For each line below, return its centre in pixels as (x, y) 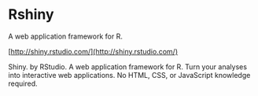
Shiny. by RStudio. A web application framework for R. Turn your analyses (128, 66)
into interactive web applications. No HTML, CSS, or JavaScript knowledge (129, 75)
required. (23, 83)
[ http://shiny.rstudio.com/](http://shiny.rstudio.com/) (93, 51)
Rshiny (31, 15)
